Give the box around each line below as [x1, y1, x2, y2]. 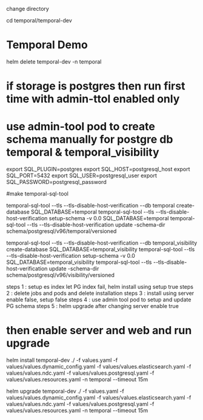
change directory [6, 5, 50, 12]
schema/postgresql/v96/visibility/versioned [6, 272, 115, 279]
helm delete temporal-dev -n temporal [6, 57, 102, 65]
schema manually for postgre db [6, 133, 173, 146]
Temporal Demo [6, 38, 88, 52]
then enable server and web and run [6, 324, 192, 338]
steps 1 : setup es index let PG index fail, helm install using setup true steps [6, 283, 194, 290]
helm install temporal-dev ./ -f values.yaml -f [6, 356, 118, 364]
